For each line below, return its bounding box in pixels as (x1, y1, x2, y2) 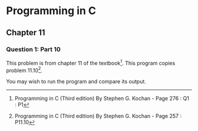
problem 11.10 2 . (6, 66, 43, 74)
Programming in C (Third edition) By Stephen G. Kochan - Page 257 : (14, 113, 181, 120)
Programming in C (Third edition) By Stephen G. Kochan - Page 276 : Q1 (14, 95, 190, 102)
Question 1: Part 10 (6, 45, 61, 53)
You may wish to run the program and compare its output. (6, 78, 146, 85)
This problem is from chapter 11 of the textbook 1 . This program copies (6, 58, 176, 66)
